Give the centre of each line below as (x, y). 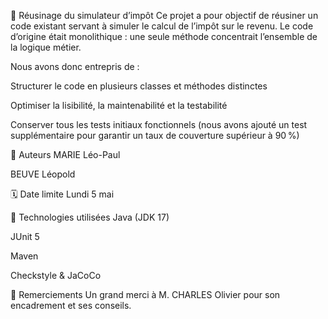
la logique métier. (46, 47)
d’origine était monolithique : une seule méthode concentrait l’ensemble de (164, 36)
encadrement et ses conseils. (71, 305)
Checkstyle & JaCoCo (56, 275)
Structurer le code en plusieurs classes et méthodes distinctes (139, 86)
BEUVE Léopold (43, 174)
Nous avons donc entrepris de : (75, 66)
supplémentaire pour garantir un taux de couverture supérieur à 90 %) (155, 135)
